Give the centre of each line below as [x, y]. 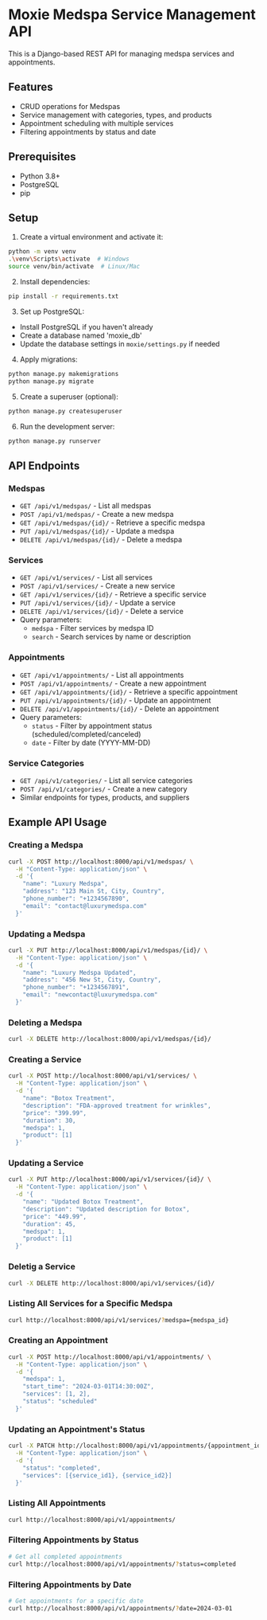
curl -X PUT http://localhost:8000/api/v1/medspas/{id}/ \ [108, 950]
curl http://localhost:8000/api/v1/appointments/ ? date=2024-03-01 [120, 1608]
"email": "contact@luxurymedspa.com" [85, 906]
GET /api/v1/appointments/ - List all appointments [102, 675]
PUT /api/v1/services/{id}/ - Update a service [98, 603]
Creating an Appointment [58, 1340]
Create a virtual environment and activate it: [91, 237]
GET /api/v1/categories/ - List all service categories [106, 780]
